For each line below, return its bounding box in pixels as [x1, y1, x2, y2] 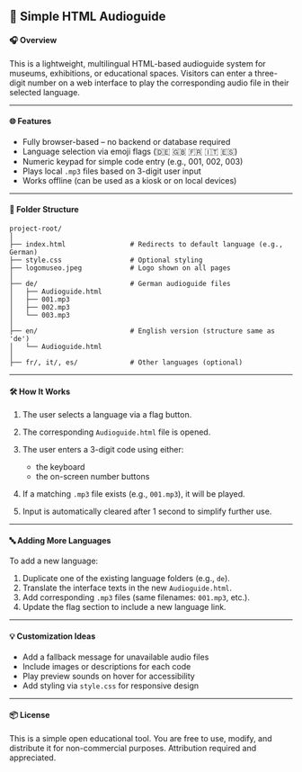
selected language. [9, 86, 81, 97]
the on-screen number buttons [35, 471, 150, 482]
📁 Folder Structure [9, 204, 79, 215]
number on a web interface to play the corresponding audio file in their [27, 77, 289, 88]
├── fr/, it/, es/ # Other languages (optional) [9, 358, 244, 367]
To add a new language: [9, 555, 99, 567]
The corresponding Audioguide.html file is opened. [22, 426, 211, 437]
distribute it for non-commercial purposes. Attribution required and [9, 742, 257, 753]
